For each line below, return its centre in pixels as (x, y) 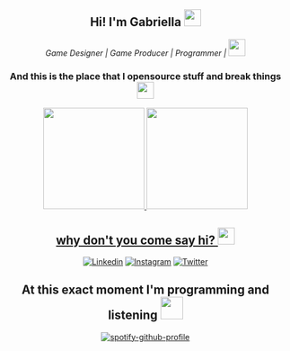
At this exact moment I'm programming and (145, 290)
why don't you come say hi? (136, 240)
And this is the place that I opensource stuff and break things (145, 76)
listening (133, 315)
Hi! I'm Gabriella (136, 22)
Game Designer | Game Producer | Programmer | (136, 53)
